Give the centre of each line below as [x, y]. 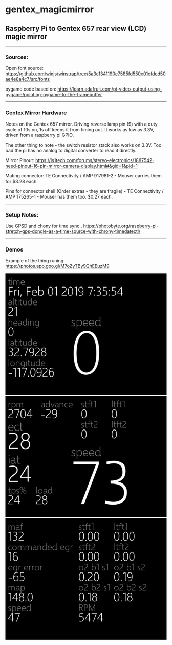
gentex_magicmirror [50, 10]
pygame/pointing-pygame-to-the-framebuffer [54, 95]
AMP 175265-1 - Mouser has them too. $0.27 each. [59, 196]
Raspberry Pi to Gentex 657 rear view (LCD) [76, 29]
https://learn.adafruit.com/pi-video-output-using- [110, 89]
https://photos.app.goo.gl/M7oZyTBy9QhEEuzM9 [57, 266]
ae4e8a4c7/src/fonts [28, 79]
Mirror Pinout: [20, 160]
